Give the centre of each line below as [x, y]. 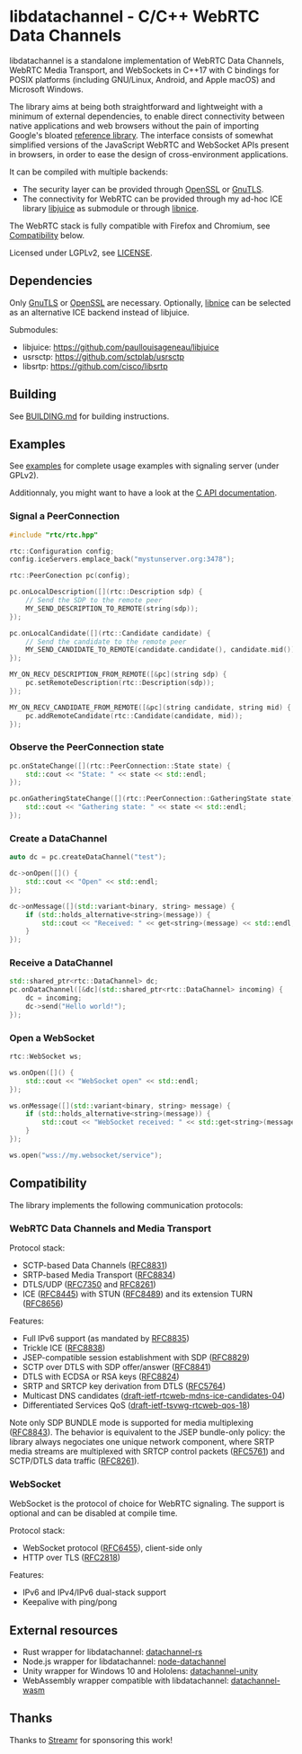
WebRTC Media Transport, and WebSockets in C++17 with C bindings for [144, 70]
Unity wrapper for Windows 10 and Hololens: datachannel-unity [140, 1671]
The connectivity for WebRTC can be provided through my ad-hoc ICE [152, 199]
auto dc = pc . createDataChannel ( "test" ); [88, 857]
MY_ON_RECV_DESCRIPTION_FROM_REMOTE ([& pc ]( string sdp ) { [118, 675]
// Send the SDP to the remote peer [94, 601]
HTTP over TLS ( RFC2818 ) [71, 1558]
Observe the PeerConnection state [87, 747]
